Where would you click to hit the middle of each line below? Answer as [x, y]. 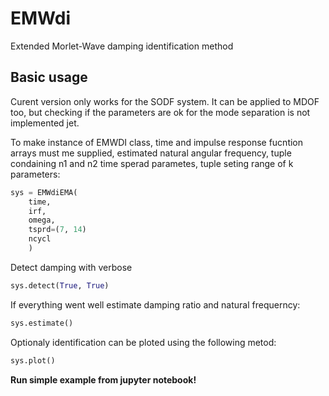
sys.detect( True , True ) [60, 285]
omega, [42, 220]
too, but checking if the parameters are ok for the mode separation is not [160, 112]
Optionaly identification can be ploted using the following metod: [143, 342]
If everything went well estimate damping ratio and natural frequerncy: [155, 304]
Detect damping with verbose [71, 267]
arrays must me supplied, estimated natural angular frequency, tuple [151, 153]
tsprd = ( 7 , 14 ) [57, 230]
